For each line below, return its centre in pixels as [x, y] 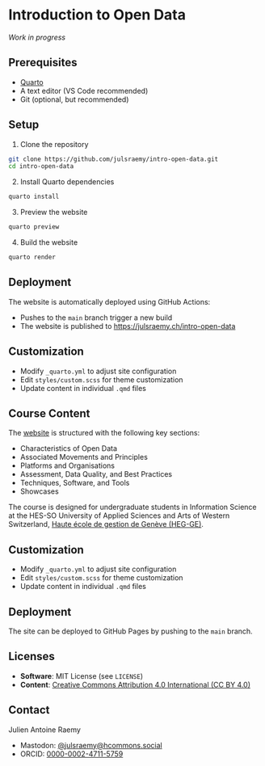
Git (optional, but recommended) [74, 99]
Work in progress [37, 37]
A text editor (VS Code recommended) [84, 90]
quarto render [32, 257]
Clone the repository [54, 144]
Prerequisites [43, 63]
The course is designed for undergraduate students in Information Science [132, 507]
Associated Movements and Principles [84, 457]
